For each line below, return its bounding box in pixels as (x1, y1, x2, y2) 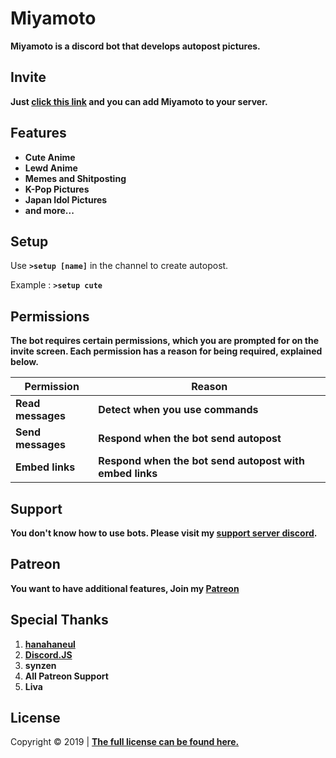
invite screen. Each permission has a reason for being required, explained (10, 345, 323, 357)
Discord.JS (24, 648, 73, 661)
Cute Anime (24, 151, 76, 163)
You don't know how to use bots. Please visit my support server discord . (10, 527, 318, 539)
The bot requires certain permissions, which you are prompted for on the (10, 335, 320, 347)
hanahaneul (24, 638, 76, 650)
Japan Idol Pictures (24, 193, 108, 206)
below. (10, 356, 39, 368)
